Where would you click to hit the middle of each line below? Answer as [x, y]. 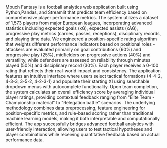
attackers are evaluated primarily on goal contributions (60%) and [73, 50]
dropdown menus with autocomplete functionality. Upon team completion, [82, 87]
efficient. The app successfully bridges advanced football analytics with [79, 124]
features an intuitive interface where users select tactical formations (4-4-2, [84, 76]
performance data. [25, 140]
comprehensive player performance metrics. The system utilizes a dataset [82, 18]
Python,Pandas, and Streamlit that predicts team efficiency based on [76, 12]
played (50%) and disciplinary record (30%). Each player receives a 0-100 [82, 65]
